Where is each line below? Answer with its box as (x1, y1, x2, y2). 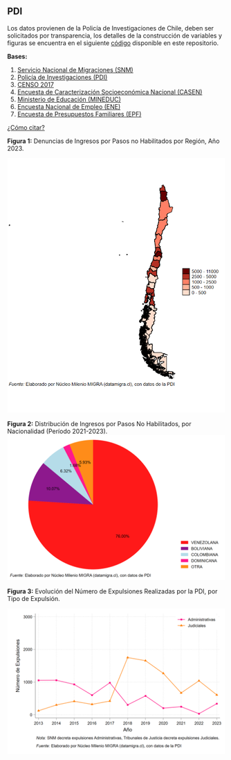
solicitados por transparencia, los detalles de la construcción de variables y (7, 31, 223, 40)
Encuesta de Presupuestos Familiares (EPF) (17, 110, 142, 118)
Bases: (7, 52, 28, 60)
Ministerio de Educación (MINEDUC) (17, 95, 121, 103)
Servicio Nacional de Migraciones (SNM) (17, 65, 133, 74)
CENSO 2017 (17, 80, 54, 89)
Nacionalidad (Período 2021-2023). (7, 427, 108, 435)
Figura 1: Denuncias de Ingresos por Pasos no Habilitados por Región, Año (7, 137, 220, 145)
